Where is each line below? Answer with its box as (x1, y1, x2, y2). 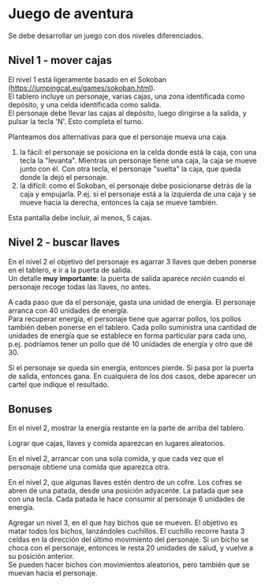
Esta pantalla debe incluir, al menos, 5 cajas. (8, 212, 152, 222)
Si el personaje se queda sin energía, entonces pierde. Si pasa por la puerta (8, 362, 254, 372)
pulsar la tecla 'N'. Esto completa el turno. (8, 116, 144, 126)
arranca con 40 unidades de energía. (8, 306, 129, 315)
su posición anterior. (8, 552, 75, 561)
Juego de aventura (8, 5, 134, 23)
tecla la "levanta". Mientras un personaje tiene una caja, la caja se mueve (19, 156, 257, 165)
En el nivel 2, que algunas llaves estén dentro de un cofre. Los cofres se (8, 478, 242, 487)
